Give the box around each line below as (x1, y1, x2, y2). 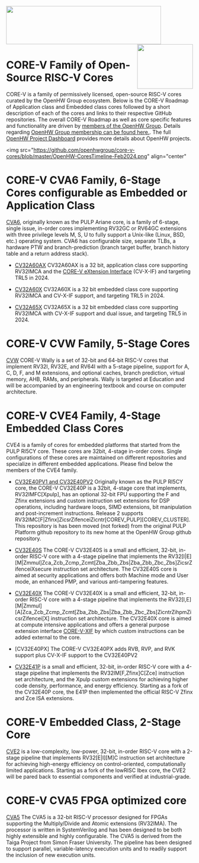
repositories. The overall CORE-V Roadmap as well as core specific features (6, 116, 191, 123)
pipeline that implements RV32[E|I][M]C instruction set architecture (21, 754, 185, 761)
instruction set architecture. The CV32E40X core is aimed (50, 615, 191, 622)
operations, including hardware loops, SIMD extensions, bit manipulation (14, 503, 192, 511)
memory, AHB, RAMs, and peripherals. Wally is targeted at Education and (6, 375, 185, 383)
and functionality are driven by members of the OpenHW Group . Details (6, 122, 181, 129)
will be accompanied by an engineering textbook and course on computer (6, 382, 187, 389)
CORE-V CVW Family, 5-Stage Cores (6, 337, 190, 351)
